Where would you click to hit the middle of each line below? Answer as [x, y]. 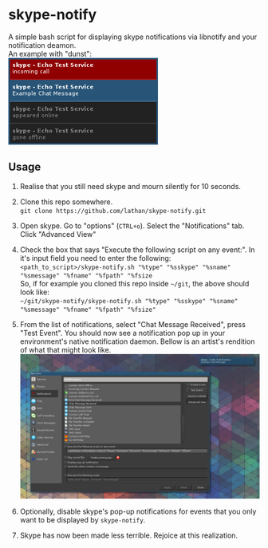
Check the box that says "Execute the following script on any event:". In [137, 250]
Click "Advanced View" [58, 234]
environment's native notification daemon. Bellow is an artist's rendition [137, 341]
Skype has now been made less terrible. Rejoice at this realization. [128, 535]
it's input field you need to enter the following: [95, 258]
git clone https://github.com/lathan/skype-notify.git [113, 211]
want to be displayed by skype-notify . [83, 520]
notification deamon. [42, 45]
